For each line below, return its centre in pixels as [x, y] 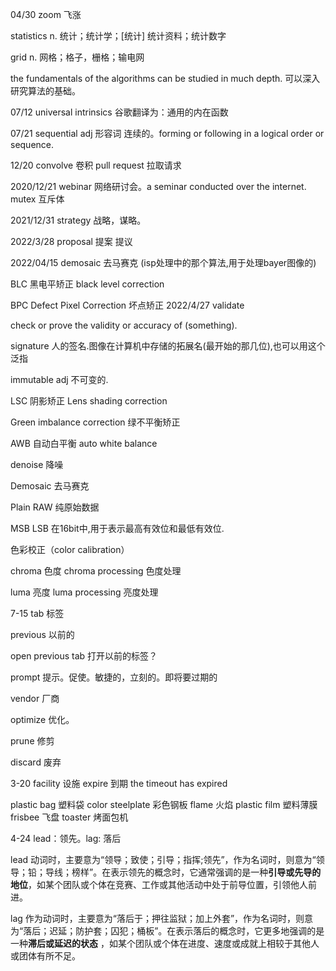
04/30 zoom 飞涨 [46, 14]
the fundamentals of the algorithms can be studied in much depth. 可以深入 [165, 78]
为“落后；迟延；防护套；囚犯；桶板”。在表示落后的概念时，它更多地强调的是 [167, 931]
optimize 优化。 [42, 719]
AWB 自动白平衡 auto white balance [84, 443]
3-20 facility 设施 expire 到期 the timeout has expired [119, 783]
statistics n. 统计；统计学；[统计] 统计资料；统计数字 [118, 36]
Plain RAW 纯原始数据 [55, 507]
